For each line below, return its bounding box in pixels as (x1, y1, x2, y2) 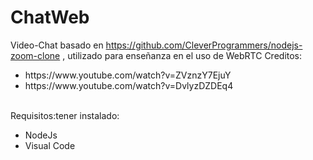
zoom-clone (10, 49, 61, 61)
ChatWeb (10, 6, 90, 29)
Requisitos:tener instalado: (10, 109, 120, 121)
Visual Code (24, 139, 76, 151)
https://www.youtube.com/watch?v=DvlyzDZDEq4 (24, 79, 234, 91)
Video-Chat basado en (10, 39, 104, 51)
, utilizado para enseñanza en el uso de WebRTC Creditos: (62, 49, 303, 61)
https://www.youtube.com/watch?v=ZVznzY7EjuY (24, 69, 232, 81)
